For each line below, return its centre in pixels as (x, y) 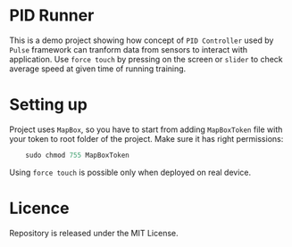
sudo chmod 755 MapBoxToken (77, 155)
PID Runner (52, 16)
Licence (39, 208)
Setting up (48, 105)
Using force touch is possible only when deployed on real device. (130, 172)
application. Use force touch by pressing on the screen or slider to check (146, 59)
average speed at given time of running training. (98, 69)
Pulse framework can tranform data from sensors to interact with (129, 49)
